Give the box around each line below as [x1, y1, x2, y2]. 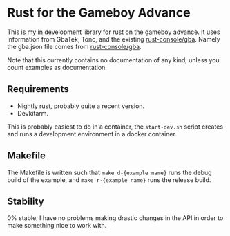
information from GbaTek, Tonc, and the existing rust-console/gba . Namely [7, 35, 220, 43]
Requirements [7, 83, 69, 95]
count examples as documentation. [7, 63, 107, 71]
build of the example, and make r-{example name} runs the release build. [7, 175, 211, 184]
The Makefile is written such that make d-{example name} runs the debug [7, 168, 212, 176]
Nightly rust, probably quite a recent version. [17, 102, 145, 110]
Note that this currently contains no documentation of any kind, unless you [7, 55, 220, 64]
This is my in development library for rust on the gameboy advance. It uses [7, 28, 220, 36]
